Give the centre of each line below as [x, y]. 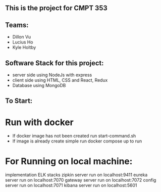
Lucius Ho [23, 42]
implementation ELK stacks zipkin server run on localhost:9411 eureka [76, 175]
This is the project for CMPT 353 [56, 8]
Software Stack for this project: [54, 63]
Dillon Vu [22, 37]
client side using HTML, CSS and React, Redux [60, 80]
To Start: [19, 101]
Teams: [17, 25]
